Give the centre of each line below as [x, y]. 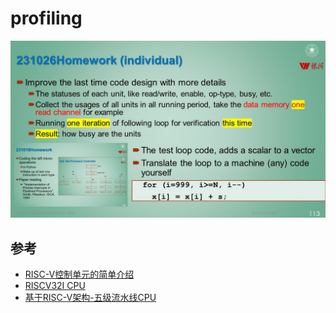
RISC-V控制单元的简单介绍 [79, 274]
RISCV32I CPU [55, 286]
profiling [46, 18]
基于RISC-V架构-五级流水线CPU [90, 298]
